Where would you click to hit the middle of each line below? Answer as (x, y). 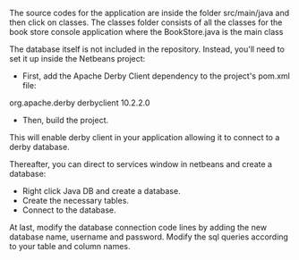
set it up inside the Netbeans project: (77, 59)
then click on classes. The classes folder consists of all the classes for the (146, 22)
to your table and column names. (70, 246)
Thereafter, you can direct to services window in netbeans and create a (141, 164)
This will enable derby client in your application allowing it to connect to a (145, 137)
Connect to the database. (69, 210)
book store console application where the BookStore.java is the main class (146, 32)
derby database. (39, 147)
